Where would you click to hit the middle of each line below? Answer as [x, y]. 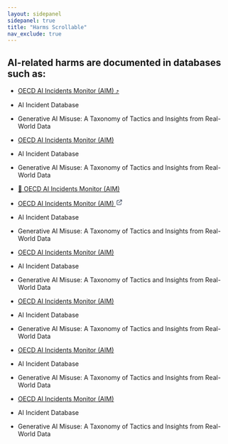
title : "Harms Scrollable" [47, 27]
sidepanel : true [31, 21]
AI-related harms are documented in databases [114, 62]
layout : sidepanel [34, 14]
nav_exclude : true [34, 34]
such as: [27, 74]
